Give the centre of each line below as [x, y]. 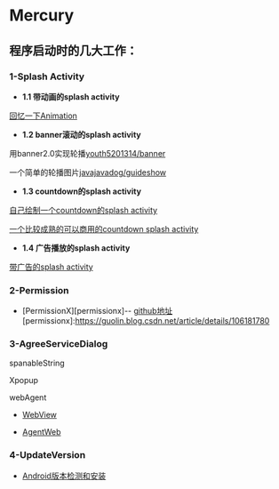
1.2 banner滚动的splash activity [82, 134]
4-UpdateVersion [48, 455]
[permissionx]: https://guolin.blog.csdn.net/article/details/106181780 [146, 321]
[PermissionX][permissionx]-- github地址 [97, 311]
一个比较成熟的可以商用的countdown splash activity [104, 228]
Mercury [42, 16]
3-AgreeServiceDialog [59, 344]
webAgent [28, 397]
